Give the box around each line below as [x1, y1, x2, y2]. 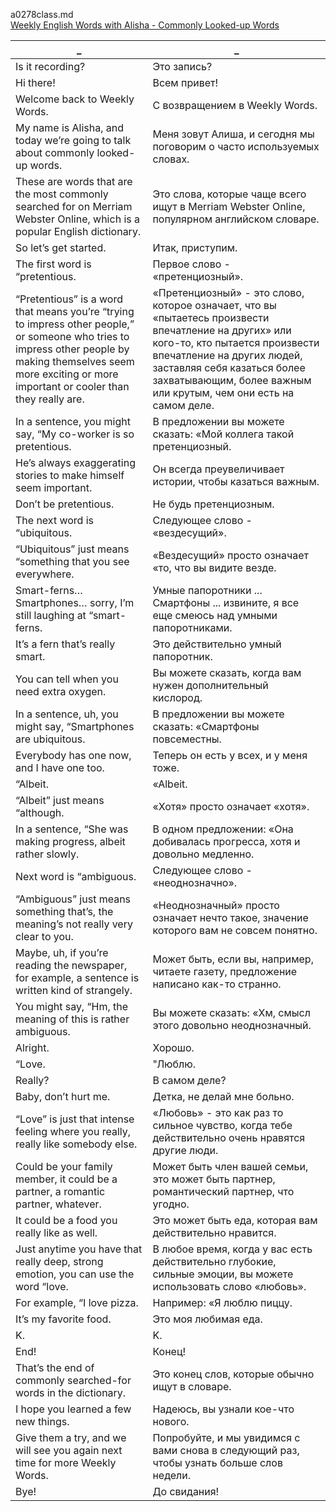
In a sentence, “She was [15, 822, 129, 836]
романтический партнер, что [152, 1185, 295, 1198]
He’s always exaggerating [15, 456, 136, 469]
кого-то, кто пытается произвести [152, 336, 320, 349]
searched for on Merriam [15, 200, 133, 213]
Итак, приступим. [152, 241, 238, 254]
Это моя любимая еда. [152, 1312, 263, 1326]
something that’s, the [15, 905, 114, 918]
